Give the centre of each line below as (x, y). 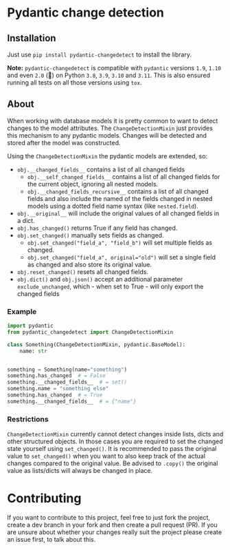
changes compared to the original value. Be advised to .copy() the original (113, 463)
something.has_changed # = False (57, 376)
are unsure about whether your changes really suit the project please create (114, 532)
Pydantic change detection (86, 13)
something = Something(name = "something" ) (67, 370)
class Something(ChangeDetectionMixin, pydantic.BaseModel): (96, 345)
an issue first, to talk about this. (51, 540)
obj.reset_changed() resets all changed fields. (83, 272)
